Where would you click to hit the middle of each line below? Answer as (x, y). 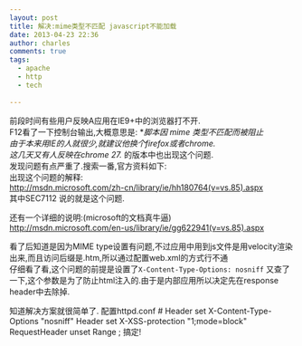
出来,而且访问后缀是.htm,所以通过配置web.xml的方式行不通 (119, 257)
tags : (19, 60)
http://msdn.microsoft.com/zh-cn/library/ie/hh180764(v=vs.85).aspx (137, 187)
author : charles (40, 43)
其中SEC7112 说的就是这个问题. (67, 198)
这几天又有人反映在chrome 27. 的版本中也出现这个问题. (112, 154)
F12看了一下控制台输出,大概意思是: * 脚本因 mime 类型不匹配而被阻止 (137, 131)
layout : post (34, 18)
